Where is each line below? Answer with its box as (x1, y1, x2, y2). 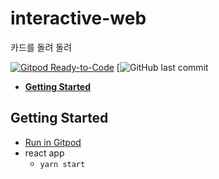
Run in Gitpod (24, 136, 82, 148)
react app (24, 147, 65, 159)
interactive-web (10, 7, 147, 30)
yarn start (39, 159, 86, 169)
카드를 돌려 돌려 (10, 41, 73, 53)
